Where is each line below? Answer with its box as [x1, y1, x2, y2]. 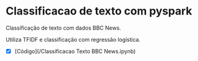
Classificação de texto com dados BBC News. [5, 24, 122, 31]
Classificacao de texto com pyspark [5, 4, 193, 18]
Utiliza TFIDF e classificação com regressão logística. [5, 36, 141, 43]
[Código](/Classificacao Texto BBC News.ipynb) [14, 47, 136, 55]
